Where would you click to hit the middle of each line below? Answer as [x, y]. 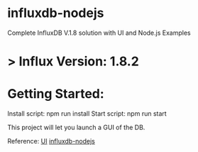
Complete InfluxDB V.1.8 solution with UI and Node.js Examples [99, 33]
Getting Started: [56, 94]
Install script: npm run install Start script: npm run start [87, 114]
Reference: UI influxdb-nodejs [51, 141]
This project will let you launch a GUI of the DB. [76, 127]
